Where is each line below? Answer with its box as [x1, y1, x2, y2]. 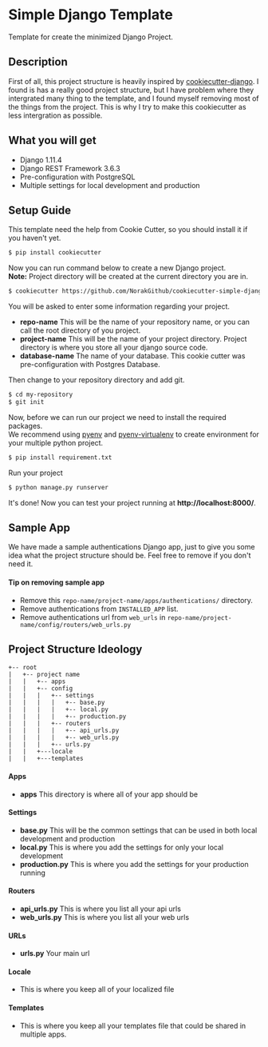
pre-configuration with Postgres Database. [19, 360, 161, 370]
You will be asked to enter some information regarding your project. [8, 302, 230, 311]
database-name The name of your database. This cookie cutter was [19, 351, 246, 361]
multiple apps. [19, 1029, 67, 1039]
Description [8, 55, 68, 69]
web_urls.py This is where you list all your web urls [19, 913, 190, 922]
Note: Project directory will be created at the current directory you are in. [8, 272, 249, 282]
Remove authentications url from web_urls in [19, 612, 166, 621]
